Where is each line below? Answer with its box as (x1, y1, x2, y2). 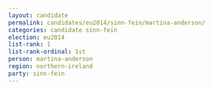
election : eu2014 (8, 33, 65, 41)
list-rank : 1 (8, 41, 51, 49)
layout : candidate (8, 11, 68, 20)
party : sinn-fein (8, 70, 65, 77)
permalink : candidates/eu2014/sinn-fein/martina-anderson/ (8, 19, 206, 27)
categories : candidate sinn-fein (8, 26, 118, 34)
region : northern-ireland (8, 63, 93, 70)
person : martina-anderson (8, 56, 93, 63)
